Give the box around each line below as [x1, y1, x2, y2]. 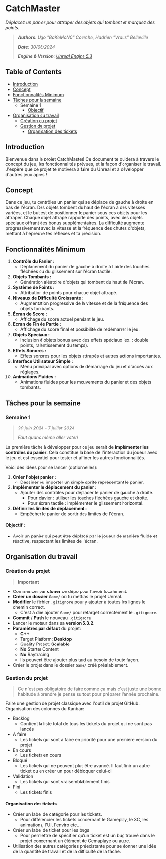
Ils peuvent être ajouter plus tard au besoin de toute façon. [20, 657, 140, 663]
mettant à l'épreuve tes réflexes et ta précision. [5, 231, 102, 237]
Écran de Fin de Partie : [12, 322, 61, 327]
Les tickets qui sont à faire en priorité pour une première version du [20, 737, 158, 743]
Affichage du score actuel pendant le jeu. [20, 316, 104, 322]
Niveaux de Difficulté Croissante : [12, 295, 83, 301]
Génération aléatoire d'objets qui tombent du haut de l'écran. [20, 279, 145, 285]
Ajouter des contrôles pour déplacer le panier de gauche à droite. [20, 489, 154, 495]
